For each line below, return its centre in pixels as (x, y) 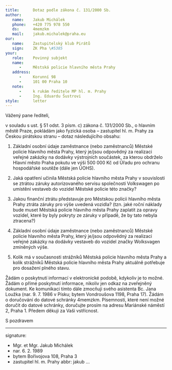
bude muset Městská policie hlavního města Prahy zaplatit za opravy (85, 210)
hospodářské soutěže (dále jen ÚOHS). (54, 168)
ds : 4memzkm (31, 29)
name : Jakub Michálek (39, 20)
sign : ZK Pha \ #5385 (37, 48)
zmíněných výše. (30, 247)
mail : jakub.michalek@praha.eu (49, 34)
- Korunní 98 (37, 77)
